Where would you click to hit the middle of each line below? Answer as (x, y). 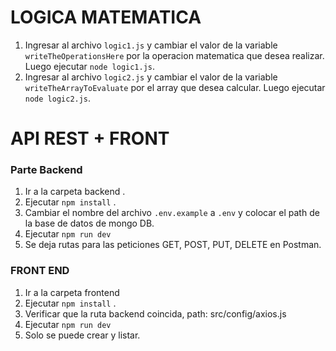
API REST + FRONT (90, 138)
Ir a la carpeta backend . (75, 192)
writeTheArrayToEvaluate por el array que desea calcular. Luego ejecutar (175, 87)
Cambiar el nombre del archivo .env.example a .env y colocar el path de (172, 213)
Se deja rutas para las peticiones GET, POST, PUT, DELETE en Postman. (173, 245)
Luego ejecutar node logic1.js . (90, 66)
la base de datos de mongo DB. (89, 223)
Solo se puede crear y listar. (82, 335)
